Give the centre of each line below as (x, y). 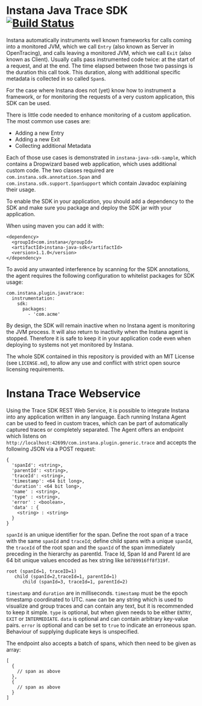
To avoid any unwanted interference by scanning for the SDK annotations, (98, 269)
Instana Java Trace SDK (67, 11)
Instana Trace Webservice (73, 394)
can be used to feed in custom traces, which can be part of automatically (97, 423)
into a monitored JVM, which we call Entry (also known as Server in (90, 47)
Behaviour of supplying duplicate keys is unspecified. (73, 631)
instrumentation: (33, 298)
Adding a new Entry (39, 133)
